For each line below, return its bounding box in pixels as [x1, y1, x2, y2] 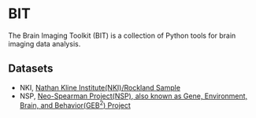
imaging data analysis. [8, 39, 81, 48]
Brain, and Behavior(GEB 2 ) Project [19, 99, 132, 110]
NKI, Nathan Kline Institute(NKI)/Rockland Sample [19, 83, 181, 92]
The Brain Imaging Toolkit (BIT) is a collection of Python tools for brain [8, 31, 236, 40]
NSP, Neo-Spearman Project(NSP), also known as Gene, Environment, [19, 91, 248, 101]
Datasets [8, 62, 54, 76]
